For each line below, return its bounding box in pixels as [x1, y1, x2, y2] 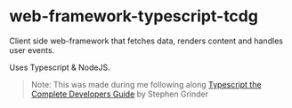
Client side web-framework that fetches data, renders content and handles [9, 35, 283, 46]
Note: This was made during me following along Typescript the [30, 79, 262, 89]
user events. [9, 44, 55, 55]
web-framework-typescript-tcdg [9, 6, 258, 27]
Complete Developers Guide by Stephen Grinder [30, 89, 209, 99]
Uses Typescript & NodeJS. [9, 62, 110, 73]
